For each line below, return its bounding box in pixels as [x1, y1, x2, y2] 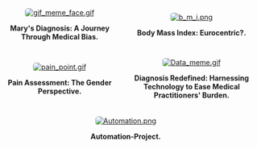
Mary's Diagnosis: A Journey [10, 23, 110, 33]
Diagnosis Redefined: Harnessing [134, 73, 250, 83]
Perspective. [37, 86, 82, 96]
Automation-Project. [90, 132, 161, 141]
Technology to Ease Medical [143, 82, 240, 91]
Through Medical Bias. [21, 32, 99, 41]
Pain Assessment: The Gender [7, 77, 112, 87]
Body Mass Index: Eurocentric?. [136, 27, 247, 37]
